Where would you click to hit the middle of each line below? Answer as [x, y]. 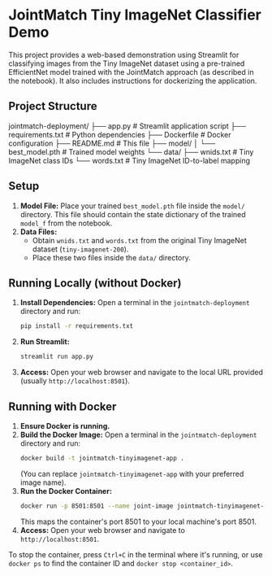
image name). [43, 482]
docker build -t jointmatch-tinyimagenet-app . [102, 458]
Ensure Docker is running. [65, 425]
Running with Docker [63, 406]
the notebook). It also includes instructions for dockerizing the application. [133, 81]
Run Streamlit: [45, 342]
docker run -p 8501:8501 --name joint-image [97, 506]
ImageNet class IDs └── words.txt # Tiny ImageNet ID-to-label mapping [129, 160]
